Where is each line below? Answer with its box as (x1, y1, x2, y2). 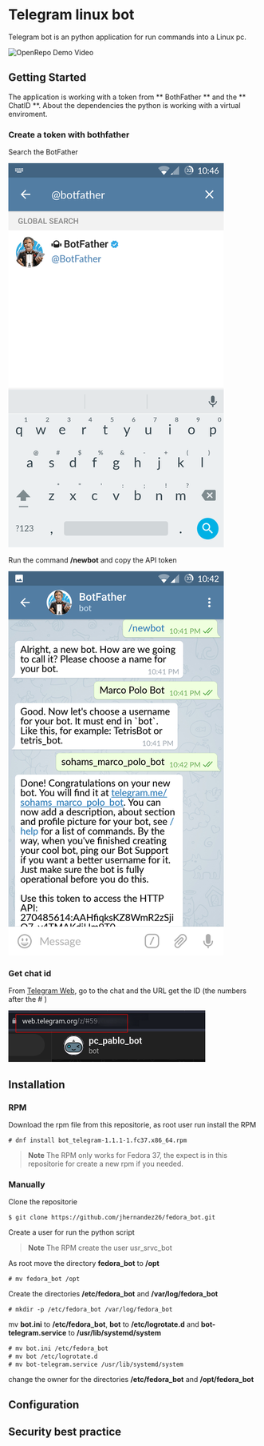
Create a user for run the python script (8, 1228, 136, 1237)
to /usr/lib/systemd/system (68, 1328, 162, 1338)
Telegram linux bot (8, 6, 135, 24)
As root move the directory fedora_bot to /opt (8, 1259, 160, 1268)
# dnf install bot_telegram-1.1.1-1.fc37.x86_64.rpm (8, 1136, 187, 1145)
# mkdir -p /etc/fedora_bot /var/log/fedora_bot (8, 1306, 173, 1314)
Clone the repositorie (8, 1197, 78, 1207)
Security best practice (8, 1425, 122, 1439)
